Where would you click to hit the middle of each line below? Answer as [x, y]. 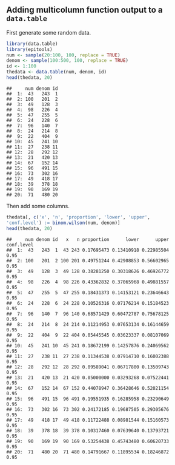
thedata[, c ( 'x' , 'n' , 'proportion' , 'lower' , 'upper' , [78, 217]
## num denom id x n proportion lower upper [88, 239]
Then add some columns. [38, 206]
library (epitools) [29, 49]
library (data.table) [32, 44]
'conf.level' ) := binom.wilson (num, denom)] [63, 223]
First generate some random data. [49, 32]
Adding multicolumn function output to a [84, 10]
